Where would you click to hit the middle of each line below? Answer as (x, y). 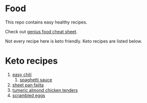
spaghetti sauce (36, 79)
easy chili (22, 75)
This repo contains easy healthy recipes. (46, 22)
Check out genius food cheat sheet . (41, 31)
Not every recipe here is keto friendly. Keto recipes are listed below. (74, 41)
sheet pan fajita (28, 85)
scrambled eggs (29, 95)
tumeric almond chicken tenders (45, 90)
